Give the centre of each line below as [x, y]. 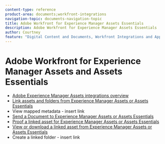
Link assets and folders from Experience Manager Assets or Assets [80, 100]
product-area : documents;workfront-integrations [56, 14]
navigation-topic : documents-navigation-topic [54, 19]
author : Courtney [23, 32]
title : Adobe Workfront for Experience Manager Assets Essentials [74, 23]
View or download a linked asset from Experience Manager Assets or [82, 127]
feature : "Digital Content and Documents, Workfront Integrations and [79, 37]
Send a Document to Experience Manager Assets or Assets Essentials [83, 116]
